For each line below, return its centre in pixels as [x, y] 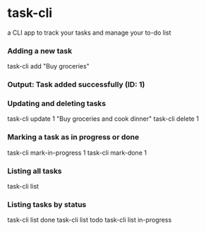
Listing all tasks [35, 171]
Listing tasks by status [47, 204]
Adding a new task [40, 51]
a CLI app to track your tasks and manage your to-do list [89, 32]
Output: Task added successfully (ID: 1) [76, 85]
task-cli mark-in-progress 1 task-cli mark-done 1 [77, 153]
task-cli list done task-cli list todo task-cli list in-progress [90, 220]
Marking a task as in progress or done [73, 137]
